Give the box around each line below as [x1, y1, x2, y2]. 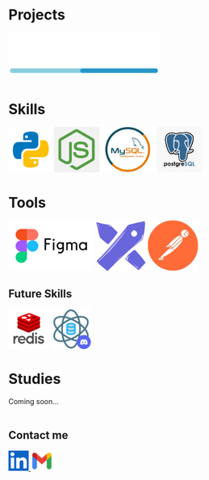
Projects [8, 6, 66, 24]
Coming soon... [8, 397, 59, 406]
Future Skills [8, 287, 73, 301]
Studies [8, 370, 61, 389]
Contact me [8, 428, 69, 442]
